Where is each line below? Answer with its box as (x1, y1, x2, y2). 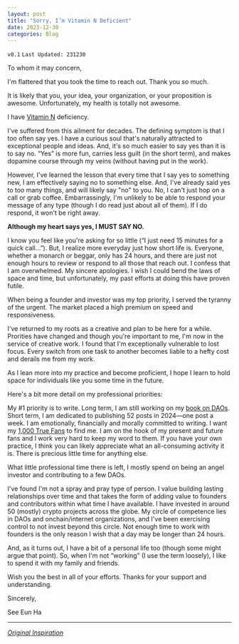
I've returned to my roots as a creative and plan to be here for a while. (7, 324, 212, 333)
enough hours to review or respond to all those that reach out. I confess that (7, 259, 230, 267)
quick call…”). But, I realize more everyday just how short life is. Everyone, (7, 244, 225, 252)
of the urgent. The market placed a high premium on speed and (7, 303, 193, 312)
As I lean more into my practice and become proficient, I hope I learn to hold (7, 369, 230, 377)
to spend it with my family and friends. (7, 559, 119, 568)
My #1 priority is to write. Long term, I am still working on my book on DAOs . (7, 404, 230, 412)
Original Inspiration (7, 628, 64, 637)
